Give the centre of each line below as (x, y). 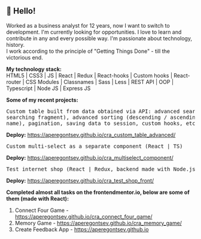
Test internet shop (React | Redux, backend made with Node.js (101, 169)
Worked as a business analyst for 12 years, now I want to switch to (88, 25)
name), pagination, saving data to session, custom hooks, (95, 123)
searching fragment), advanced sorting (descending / (87, 117)
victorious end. (25, 57)
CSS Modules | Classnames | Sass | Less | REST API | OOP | (100, 82)
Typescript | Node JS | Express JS (48, 88)
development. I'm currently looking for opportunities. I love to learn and (94, 32)
